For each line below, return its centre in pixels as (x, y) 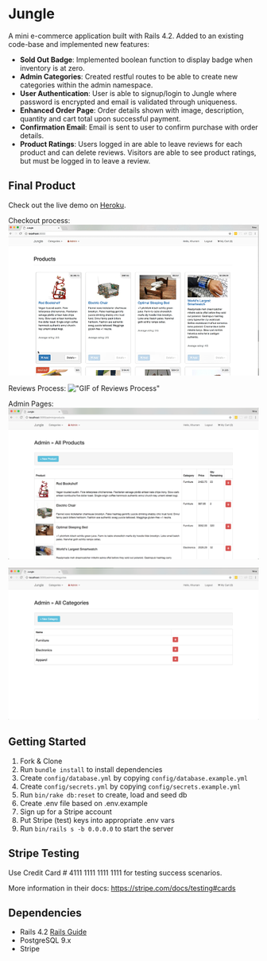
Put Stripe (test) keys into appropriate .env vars (97, 820)
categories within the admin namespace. (86, 85)
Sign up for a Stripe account (66, 812)
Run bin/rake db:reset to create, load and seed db (103, 794)
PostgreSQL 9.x (45, 940)
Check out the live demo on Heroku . (67, 205)
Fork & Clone (41, 761)
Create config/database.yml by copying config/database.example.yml (133, 778)
